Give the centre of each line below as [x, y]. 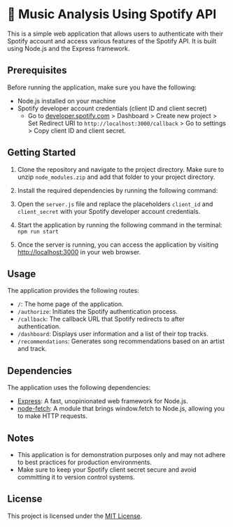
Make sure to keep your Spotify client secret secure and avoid [107, 470]
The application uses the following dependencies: [79, 388]
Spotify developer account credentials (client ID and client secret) [112, 108]
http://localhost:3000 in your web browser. [79, 252]
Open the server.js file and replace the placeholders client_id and [115, 204]
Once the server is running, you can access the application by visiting [118, 245]
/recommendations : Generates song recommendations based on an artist [121, 341]
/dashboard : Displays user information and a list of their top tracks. [113, 334]
